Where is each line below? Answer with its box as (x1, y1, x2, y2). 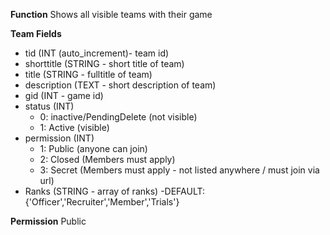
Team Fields (10, 28, 62, 39)
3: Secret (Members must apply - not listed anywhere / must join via (39, 164, 320, 176)
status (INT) (24, 100, 75, 112)
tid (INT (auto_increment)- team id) (24, 47, 170, 59)
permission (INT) (24, 132, 95, 144)
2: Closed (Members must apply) (39, 154, 176, 165)
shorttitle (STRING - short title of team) (24, 58, 185, 69)
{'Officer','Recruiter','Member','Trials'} (24, 196, 180, 208)
